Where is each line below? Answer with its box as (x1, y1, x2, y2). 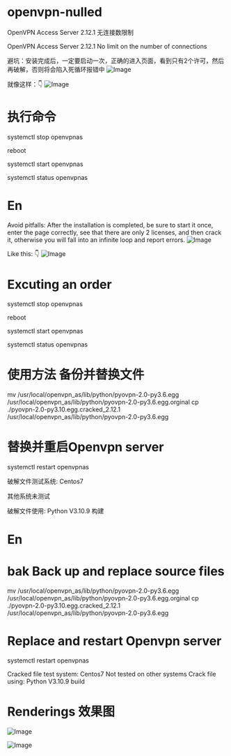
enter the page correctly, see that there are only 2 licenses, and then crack (7, 228, 222, 236)
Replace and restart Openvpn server (7, 633, 222, 649)
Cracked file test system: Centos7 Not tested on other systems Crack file (7, 670, 216, 678)
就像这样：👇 (7, 80, 43, 88)
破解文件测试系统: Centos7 (7, 477, 83, 485)
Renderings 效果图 (7, 704, 115, 719)
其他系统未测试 (7, 492, 50, 500)
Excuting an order (7, 277, 113, 292)
